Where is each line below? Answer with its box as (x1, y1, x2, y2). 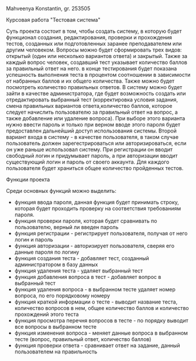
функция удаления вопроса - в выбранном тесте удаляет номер (14, 286, 176, 292)
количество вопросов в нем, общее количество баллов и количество (14, 305, 189, 311)
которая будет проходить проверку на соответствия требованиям (14, 205, 181, 212)
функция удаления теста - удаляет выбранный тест (14, 267, 143, 274)
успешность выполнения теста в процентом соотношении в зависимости (6, 71, 191, 78)
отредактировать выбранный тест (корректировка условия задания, (6, 96, 178, 103)
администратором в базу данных (14, 261, 98, 268)
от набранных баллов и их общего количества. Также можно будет (6, 77, 175, 84)
